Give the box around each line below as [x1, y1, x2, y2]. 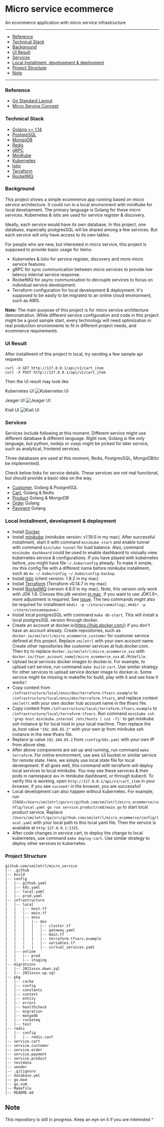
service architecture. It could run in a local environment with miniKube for [5, 201, 153, 207]
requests [5, 356, 23, 362]
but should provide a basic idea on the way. [5, 475, 93, 481]
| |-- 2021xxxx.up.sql [5, 971, 56, 975]
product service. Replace [12, 809, 63, 815]
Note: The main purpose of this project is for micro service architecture [5, 307, 149, 313]
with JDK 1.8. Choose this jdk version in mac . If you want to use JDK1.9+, [12, 591, 159, 597]
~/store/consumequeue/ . [12, 607, 60, 612]
